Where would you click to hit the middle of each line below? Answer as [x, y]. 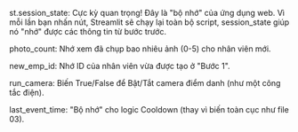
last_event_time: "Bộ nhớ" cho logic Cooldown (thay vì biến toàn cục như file [149, 109]
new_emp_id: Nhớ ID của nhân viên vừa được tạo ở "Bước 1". [120, 66]
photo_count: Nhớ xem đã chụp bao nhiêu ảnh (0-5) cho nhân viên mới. [140, 49]
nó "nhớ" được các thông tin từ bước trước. [88, 31]
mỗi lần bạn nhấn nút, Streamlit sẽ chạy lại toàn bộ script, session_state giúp [149, 22]
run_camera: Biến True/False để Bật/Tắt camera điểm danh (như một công [145, 83]
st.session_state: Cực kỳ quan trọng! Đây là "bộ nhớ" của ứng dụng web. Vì [147, 13]
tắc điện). [27, 93]
